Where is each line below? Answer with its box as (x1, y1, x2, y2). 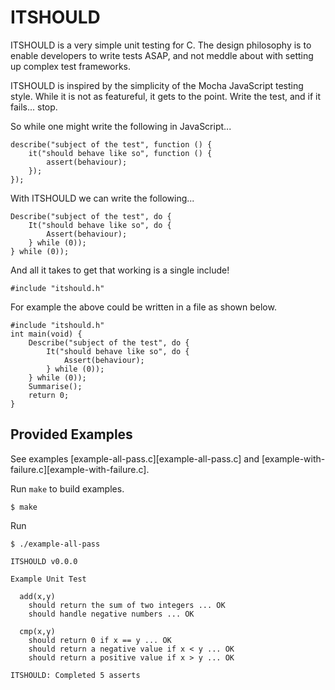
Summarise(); (28, 381, 83, 391)
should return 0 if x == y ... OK (28, 635, 172, 645)
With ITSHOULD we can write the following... (10, 192, 195, 204)
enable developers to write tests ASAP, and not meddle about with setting (10, 49, 314, 61)
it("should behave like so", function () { (28, 148, 213, 158)
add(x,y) (19, 591, 56, 601)
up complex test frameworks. (10, 60, 132, 72)
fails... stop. (10, 101, 58, 113)
